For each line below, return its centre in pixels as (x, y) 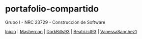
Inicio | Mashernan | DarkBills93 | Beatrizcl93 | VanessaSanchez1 (71, 31)
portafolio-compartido (52, 9)
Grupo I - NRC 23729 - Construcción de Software (55, 22)
